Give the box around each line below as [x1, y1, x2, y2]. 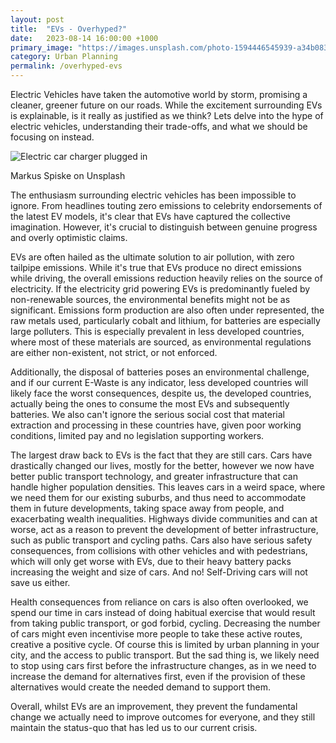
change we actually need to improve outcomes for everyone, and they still [10, 711, 316, 723]
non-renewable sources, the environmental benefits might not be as [10, 294, 291, 305]
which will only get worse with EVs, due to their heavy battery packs [10, 556, 292, 567]
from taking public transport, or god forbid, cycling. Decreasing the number [10, 617, 321, 629]
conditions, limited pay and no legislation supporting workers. [10, 430, 265, 441]
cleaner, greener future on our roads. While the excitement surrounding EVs [10, 99, 323, 111]
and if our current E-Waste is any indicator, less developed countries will [10, 377, 309, 388]
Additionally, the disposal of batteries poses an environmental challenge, [10, 366, 310, 378]
